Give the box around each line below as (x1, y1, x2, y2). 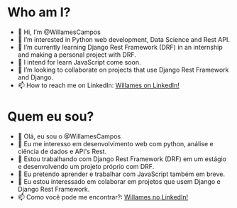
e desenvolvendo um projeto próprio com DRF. (17, 162, 155, 170)
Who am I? (7, 4, 71, 21)
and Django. (17, 72, 54, 82)
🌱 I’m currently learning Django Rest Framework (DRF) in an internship (17, 43, 223, 51)
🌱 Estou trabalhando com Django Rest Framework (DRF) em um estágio (17, 154, 227, 163)
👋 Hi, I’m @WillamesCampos (17, 28, 101, 36)
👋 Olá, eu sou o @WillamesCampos (17, 132, 121, 141)
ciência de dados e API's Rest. (17, 147, 107, 155)
